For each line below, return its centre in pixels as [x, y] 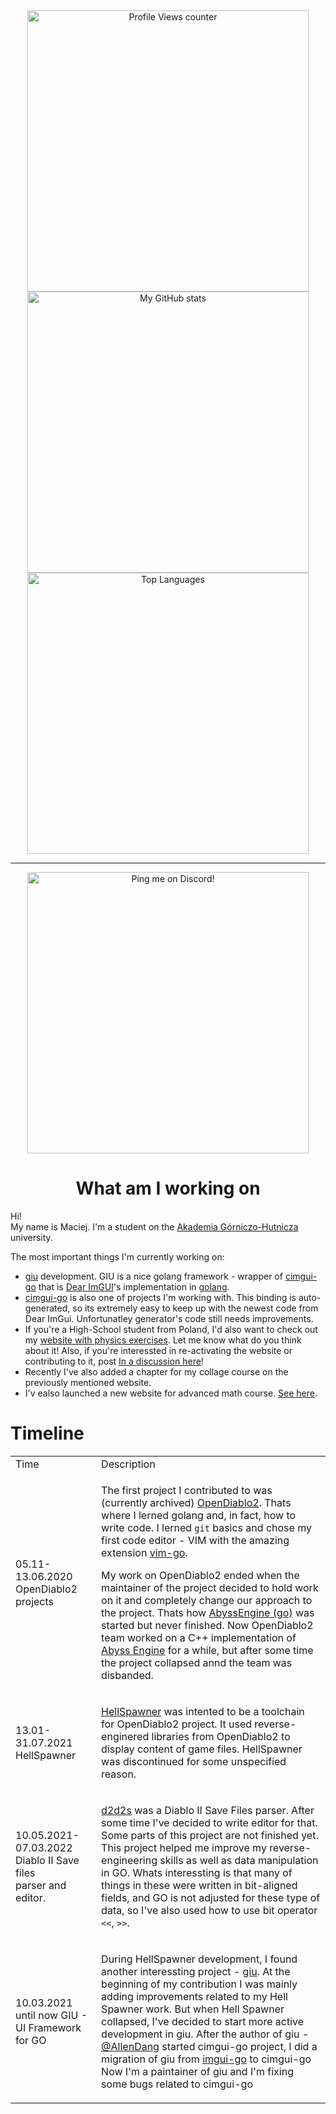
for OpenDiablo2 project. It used [177, 1724]
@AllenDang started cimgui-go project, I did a [209, 2046]
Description [128, 1464]
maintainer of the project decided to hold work [210, 1587]
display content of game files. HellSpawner [202, 1749]
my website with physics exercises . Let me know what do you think [163, 1340]
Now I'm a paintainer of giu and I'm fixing [197, 2071]
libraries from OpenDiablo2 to [221, 1736]
